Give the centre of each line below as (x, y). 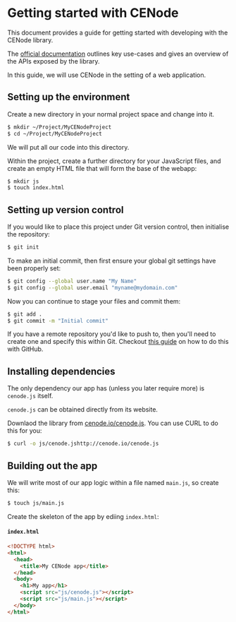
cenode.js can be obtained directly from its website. (83, 409)
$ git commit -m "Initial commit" (58, 321)
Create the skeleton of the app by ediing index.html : (83, 516)
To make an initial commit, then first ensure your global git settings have (112, 261)
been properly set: (34, 268)
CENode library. (30, 40)
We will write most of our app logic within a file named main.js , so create (113, 482)
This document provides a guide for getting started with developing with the (118, 32)
